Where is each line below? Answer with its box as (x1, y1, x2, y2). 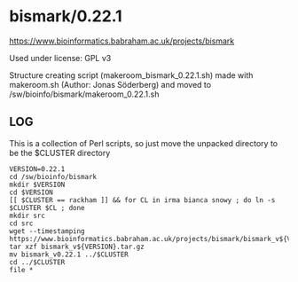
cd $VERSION (9, 188, 53, 197)
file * (9, 265, 34, 274)
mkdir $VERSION (9, 180, 66, 189)
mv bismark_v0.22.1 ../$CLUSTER (9, 250, 129, 259)
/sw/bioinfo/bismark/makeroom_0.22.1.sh (9, 89, 160, 99)
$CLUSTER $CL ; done (9, 203, 86, 212)
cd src (9, 219, 34, 228)
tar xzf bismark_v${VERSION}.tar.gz (9, 242, 145, 251)
